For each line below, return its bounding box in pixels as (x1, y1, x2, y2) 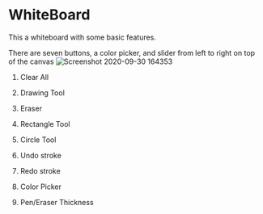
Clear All (19, 72, 49, 82)
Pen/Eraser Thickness (19, 197, 95, 207)
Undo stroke (19, 150, 62, 160)
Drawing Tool (19, 87, 65, 98)
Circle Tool (19, 135, 57, 145)
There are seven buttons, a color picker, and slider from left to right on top (8, 48, 256, 57)
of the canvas (8, 57, 54, 66)
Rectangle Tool (19, 119, 70, 128)
